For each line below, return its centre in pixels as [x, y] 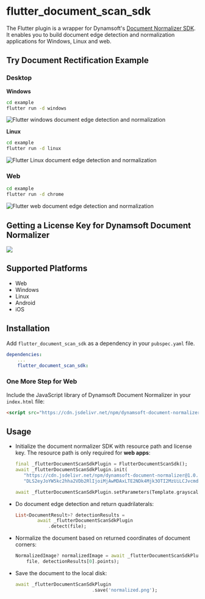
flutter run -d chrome [35, 195]
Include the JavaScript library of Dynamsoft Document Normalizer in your [99, 395]
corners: [26, 545]
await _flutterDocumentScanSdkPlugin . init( [71, 470]
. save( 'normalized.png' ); [125, 590]
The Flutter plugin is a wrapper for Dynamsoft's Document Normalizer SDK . [101, 28]
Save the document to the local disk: [61, 573]
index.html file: [25, 401]
